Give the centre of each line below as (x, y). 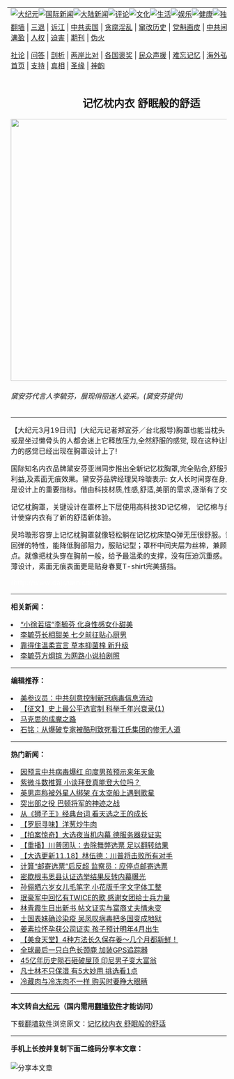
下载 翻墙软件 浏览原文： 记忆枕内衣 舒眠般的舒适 (88, 1024)
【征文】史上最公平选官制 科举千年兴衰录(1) (93, 709)
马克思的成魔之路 (48, 719)
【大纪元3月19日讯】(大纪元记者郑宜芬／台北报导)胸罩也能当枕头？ (121, 430)
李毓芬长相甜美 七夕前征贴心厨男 (74, 635)
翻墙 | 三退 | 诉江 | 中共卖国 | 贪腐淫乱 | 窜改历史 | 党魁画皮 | (108, 27)
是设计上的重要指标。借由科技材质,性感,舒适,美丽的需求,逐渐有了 (116, 490)
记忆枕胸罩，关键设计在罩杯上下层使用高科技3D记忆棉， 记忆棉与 (118, 507)
